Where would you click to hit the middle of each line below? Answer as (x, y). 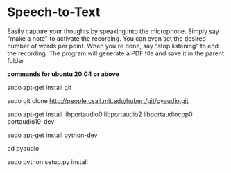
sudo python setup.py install (48, 162)
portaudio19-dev (31, 121)
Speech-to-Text (54, 12)
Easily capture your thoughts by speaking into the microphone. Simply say (113, 31)
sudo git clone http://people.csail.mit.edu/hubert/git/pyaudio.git (98, 100)
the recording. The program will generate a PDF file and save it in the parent (115, 53)
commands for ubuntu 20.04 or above (63, 74)
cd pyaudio (23, 148)
